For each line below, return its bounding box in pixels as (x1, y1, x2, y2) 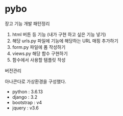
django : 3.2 (12, 94, 38, 100)
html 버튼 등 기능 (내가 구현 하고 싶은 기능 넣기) (12, 31, 106, 37)
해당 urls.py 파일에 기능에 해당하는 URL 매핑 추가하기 (12, 38, 118, 44)
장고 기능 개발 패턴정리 (5, 20, 50, 26)
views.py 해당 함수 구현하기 (12, 50, 68, 56)
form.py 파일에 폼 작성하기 (12, 44, 66, 50)
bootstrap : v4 (12, 99, 42, 105)
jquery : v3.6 (12, 105, 39, 111)
